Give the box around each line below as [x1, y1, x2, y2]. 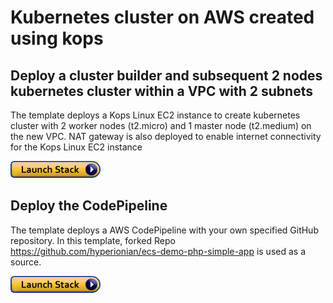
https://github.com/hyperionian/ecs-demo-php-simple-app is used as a [10, 245, 306, 257]
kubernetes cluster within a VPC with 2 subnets [10, 82, 313, 100]
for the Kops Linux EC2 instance [10, 141, 143, 153]
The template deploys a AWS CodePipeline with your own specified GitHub [10, 224, 319, 236]
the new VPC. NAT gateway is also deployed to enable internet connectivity [10, 131, 322, 142]
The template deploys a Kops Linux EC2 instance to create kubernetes [10, 109, 301, 121]
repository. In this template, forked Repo [10, 234, 176, 246]
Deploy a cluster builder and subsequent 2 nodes [10, 67, 323, 84]
